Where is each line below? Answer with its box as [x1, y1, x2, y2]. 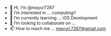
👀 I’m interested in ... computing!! [9, 10, 76, 16]
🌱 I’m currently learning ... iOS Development [9, 15, 98, 20]
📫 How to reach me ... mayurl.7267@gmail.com [9, 26, 106, 31]
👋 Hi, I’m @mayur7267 [9, 5, 55, 10]
